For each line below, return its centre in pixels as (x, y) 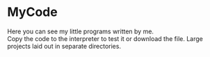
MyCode (32, 12)
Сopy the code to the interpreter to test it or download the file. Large (105, 38)
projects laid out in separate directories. (64, 46)
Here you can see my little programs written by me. (81, 31)
